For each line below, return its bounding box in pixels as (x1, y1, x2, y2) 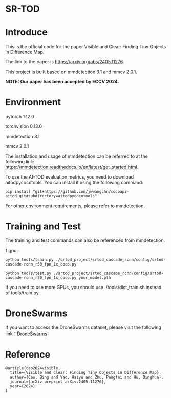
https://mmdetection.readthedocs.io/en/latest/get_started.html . (5, 164, 139, 170)
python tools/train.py (5, 257, 54, 262)
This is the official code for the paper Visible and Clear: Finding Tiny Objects (5, 43, 166, 50)
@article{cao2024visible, (5, 365, 60, 371)
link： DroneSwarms (5, 330, 48, 337)
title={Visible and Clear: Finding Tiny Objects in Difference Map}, (10, 370, 161, 375)
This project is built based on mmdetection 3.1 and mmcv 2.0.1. (5, 69, 137, 75)
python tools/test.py (5, 271, 52, 276)
